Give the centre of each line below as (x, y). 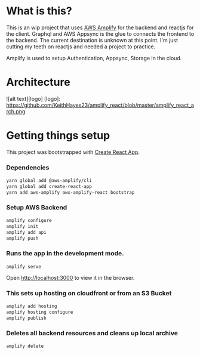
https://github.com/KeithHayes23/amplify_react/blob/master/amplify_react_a (100, 105)
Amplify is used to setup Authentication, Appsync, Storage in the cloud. (94, 58)
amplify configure (29, 221)
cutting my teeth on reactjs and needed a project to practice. (81, 47)
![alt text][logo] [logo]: (33, 98)
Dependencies (28, 167)
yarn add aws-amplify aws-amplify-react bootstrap (70, 193)
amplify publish (26, 318)
